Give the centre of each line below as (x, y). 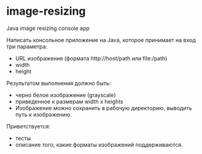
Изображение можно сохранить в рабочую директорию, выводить (103, 108)
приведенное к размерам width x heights (69, 101)
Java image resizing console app (48, 28)
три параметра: (27, 46)
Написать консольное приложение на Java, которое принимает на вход (101, 40)
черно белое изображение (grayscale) (66, 95)
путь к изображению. (43, 114)
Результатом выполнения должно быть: (59, 83)
